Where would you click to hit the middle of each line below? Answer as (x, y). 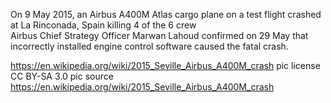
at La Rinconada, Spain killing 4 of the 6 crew (103, 25)
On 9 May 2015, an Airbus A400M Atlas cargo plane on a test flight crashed (166, 14)
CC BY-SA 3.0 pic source (62, 76)
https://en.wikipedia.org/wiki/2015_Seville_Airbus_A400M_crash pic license (165, 65)
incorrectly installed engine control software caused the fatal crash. (149, 46)
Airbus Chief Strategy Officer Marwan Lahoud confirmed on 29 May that (159, 35)
